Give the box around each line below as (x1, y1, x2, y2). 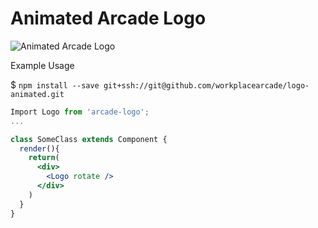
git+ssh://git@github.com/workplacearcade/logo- (103, 80, 310, 91)
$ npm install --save (10, 78, 100, 91)
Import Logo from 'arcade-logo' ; (10, 107, 150, 117)
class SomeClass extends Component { (10, 134, 168, 144)
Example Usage (10, 59, 75, 71)
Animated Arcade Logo (10, 7, 207, 30)
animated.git (10, 89, 65, 99)
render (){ (19, 143, 60, 154)
